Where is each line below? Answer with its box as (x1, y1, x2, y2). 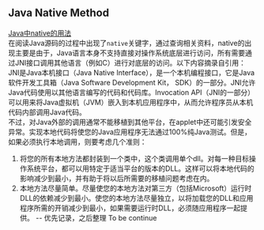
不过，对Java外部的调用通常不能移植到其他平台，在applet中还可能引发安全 (8, 117, 252, 126)
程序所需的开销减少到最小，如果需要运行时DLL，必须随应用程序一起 (19, 203, 241, 213)
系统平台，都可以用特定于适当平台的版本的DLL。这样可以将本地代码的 (26, 164, 255, 173)
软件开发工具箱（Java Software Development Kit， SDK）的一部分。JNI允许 (8, 77, 256, 87)
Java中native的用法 (8, 28, 72, 38)
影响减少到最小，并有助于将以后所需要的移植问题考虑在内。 (19, 173, 214, 183)
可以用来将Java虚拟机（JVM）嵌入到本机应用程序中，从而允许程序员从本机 (8, 97, 254, 107)
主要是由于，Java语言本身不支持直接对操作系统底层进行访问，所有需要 (14, 47, 246, 58)
